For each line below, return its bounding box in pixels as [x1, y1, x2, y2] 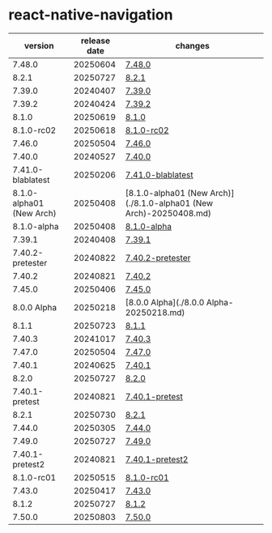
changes [175, 40, 210, 51]
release [80, 35, 111, 46]
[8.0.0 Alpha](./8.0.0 [125, 296, 205, 308]
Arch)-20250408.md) [125, 207, 212, 219]
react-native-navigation [8, 6, 173, 24]
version [23, 40, 54, 51]
